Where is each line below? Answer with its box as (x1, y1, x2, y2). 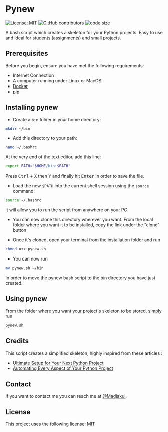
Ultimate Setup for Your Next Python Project (12, 360, 104, 366)
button (12, 227, 27, 233)
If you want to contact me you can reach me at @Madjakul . (5, 393, 127, 399)
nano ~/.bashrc (5, 145, 37, 150)
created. (5, 280, 23, 286)
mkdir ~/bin (5, 126, 30, 131)
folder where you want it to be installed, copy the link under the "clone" (12, 222, 160, 228)
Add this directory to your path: (12, 135, 78, 141)
